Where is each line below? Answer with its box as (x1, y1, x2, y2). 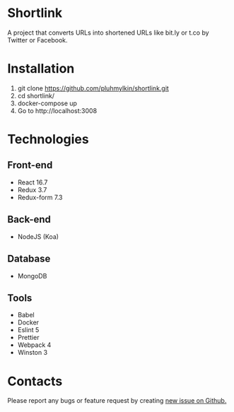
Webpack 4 (17, 341, 52, 349)
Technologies (7, 131, 90, 148)
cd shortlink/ (17, 91, 55, 100)
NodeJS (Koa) (17, 232, 59, 241)
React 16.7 (17, 178, 48, 187)
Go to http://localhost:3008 (17, 106, 98, 114)
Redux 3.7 (17, 185, 47, 194)
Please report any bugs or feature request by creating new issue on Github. (7, 396, 227, 405)
